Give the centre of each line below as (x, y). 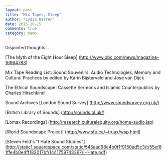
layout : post (19, 10)
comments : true (21, 29)
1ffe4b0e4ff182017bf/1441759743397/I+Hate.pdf (55, 152)
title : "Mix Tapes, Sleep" (33, 15)
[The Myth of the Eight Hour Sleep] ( (43, 57)
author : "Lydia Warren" (30, 19)
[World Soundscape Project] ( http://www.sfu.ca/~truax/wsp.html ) (73, 132)
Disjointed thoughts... (27, 48)
